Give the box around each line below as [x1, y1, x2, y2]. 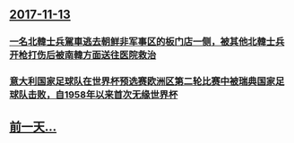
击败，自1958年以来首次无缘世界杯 [27, 88, 178, 101]
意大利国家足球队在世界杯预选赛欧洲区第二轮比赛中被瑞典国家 [9, 75, 276, 88]
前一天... [9, 119, 57, 134]
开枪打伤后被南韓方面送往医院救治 [9, 49, 157, 62]
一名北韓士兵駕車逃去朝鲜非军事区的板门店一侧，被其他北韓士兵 [9, 36, 285, 48]
